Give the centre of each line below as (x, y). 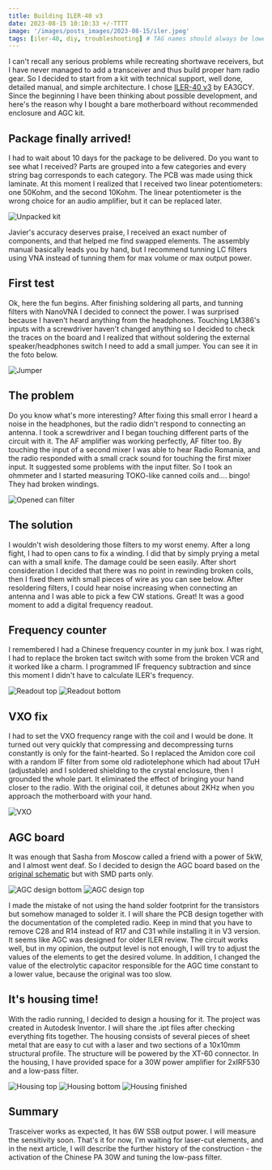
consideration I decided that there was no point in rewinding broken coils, (131, 570)
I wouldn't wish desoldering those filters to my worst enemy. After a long (130, 545)
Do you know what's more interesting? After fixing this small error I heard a (133, 415)
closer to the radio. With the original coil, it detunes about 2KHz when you (132, 788)
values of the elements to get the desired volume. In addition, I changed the (134, 956)
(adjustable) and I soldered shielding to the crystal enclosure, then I (121, 770)
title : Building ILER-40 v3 (56, 16)
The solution (41, 526)
